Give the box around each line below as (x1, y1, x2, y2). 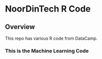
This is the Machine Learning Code (5, 47, 89, 54)
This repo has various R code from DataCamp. (5, 35, 98, 41)
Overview (5, 23, 35, 31)
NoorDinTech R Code (5, 3, 91, 15)
